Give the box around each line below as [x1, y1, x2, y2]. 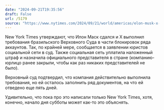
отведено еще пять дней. [5, 85, 58, 91]
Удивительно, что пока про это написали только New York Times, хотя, [5, 94, 153, 100]
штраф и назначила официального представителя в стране [5, 55, 128, 61]
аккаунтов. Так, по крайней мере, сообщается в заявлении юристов [5, 44, 148, 50]
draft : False [5, 12, 32, 17]
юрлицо [5, 60, 22, 66]
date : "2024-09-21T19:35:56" [5, 7, 64, 12]
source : [5, 20, 21, 26]
